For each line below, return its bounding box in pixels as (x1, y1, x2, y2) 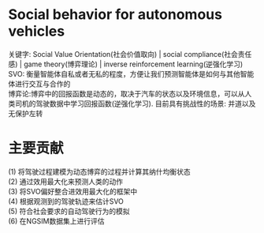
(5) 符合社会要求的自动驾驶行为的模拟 (8, 206, 130, 216)
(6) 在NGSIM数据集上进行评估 (8, 216, 105, 226)
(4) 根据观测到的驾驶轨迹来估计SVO (8, 196, 125, 206)
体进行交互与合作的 (8, 79, 71, 88)
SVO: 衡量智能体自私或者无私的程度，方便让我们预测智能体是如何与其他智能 (8, 69, 255, 78)
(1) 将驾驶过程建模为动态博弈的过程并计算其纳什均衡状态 (8, 167, 191, 176)
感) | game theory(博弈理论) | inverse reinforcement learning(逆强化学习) (8, 59, 244, 69)
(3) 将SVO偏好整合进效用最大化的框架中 (8, 186, 138, 196)
